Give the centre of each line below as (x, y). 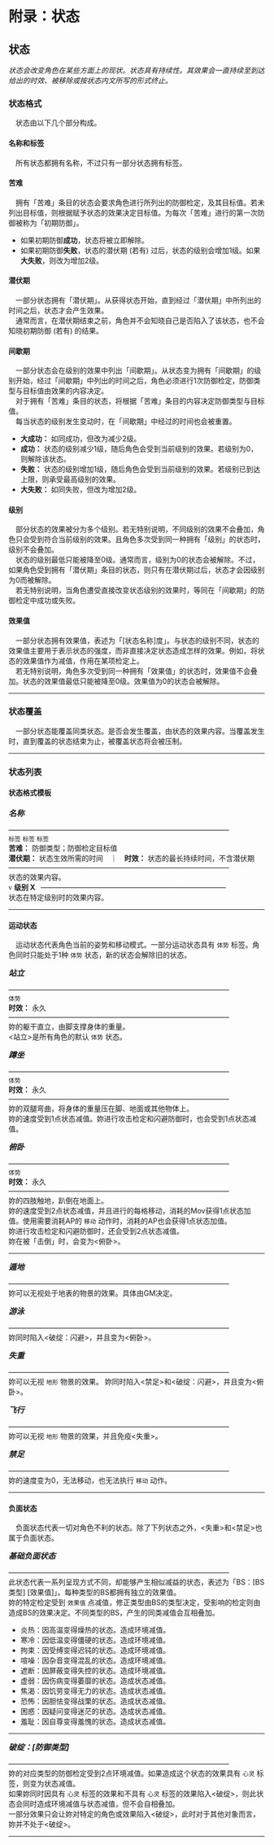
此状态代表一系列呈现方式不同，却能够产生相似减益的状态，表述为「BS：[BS (137, 1582)
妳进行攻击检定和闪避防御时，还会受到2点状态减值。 (96, 1231)
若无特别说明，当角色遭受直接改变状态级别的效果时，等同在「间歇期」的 (137, 590)
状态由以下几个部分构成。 (59, 123)
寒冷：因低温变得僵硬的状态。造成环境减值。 (95, 1640)
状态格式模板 (30, 793)
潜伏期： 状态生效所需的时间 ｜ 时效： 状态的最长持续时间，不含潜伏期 (131, 858)
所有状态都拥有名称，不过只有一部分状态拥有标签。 (101, 163)
